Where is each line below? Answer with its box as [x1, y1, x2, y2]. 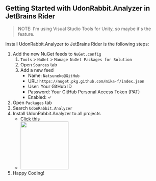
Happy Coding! [12, 170, 45, 176]
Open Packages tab [12, 99, 52, 106]
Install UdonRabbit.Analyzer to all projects [12, 110, 101, 116]
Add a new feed [20, 67, 54, 73]
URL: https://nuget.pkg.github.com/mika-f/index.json [28, 77, 145, 84]
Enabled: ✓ [28, 94, 52, 100]
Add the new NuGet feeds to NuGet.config [12, 50, 101, 57]
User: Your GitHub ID [28, 83, 72, 89]
